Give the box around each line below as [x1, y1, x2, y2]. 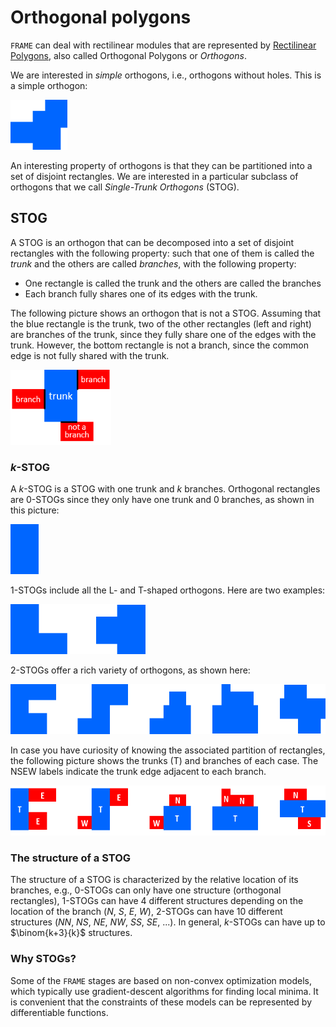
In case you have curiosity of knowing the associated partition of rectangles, [10, 744, 326, 756]
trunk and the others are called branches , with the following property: [10, 257, 297, 270]
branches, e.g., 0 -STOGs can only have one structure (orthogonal [10, 884, 282, 896]
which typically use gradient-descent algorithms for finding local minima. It [10, 985, 319, 997]
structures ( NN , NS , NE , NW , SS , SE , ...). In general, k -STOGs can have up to [10, 916, 326, 928]
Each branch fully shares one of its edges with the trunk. [24, 287, 258, 300]
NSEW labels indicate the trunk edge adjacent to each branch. [10, 766, 267, 778]
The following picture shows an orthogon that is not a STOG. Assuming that [10, 307, 322, 319]
